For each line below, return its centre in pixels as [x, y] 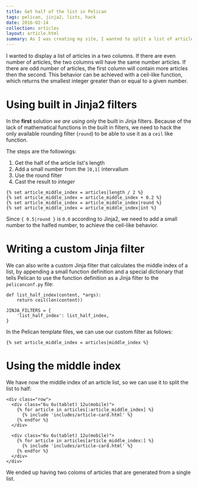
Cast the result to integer [45, 181]
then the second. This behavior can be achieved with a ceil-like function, [94, 75]
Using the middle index [63, 366]
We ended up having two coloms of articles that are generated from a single [98, 472]
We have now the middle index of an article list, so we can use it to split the [97, 382]
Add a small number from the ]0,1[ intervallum [71, 169]
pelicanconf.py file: [30, 284]
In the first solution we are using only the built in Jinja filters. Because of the [99, 121]
